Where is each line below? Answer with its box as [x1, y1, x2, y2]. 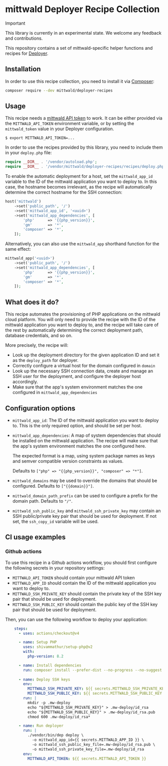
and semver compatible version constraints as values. [12, 458, 123, 464]
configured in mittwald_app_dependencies [12, 390, 97, 396]
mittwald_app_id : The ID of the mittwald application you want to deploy [12, 417, 159, 423]
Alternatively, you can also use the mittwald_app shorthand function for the [5, 241, 159, 247]
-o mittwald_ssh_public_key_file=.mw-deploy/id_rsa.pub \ [31, 742, 155, 747]
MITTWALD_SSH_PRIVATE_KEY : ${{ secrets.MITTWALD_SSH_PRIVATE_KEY [27, 686, 166, 692]
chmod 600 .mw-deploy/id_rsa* [27, 714, 91, 719]
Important [5, 20, 25, 26]
